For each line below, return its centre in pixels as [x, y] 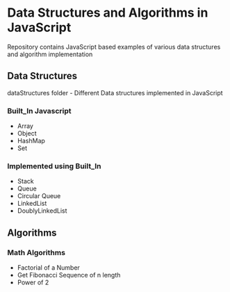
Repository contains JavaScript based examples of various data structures [114, 47]
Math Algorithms [36, 252]
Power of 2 [33, 282]
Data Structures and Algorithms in [108, 13]
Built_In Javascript [39, 111]
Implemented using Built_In [55, 166]
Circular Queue [39, 196]
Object [27, 133]
